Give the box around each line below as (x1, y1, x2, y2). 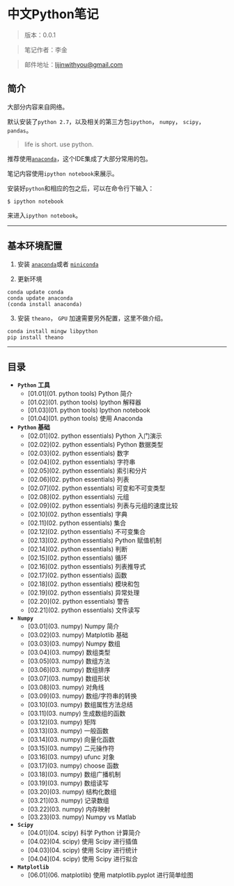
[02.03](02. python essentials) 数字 (27, 449, 130, 457)
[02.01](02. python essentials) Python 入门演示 (27, 431, 162, 440)
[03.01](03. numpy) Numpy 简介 (27, 622, 120, 631)
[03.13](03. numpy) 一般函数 (27, 726, 109, 735)
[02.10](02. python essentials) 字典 (27, 510, 127, 519)
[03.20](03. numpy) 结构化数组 (27, 788, 117, 796)
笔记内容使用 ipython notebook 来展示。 (7, 169, 118, 178)
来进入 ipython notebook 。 (7, 211, 82, 220)
